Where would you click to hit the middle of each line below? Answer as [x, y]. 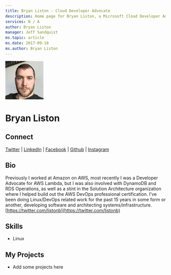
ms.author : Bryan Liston [32, 49]
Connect [19, 137]
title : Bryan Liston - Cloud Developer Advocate [58, 11]
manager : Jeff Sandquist [32, 32]
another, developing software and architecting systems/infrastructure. [79, 205]
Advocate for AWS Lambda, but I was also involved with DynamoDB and [81, 183]
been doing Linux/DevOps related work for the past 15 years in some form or [85, 199]
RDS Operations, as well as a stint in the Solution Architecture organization [83, 189]
